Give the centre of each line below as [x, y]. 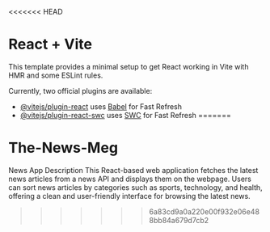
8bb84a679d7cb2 [179, 220]
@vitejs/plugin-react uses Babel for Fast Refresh [101, 106]
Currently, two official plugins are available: [80, 91]
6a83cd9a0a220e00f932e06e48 [205, 211]
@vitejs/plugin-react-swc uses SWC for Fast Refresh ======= [126, 115]
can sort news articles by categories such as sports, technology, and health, [135, 187]
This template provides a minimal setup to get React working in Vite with [129, 66]
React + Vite [51, 44]
